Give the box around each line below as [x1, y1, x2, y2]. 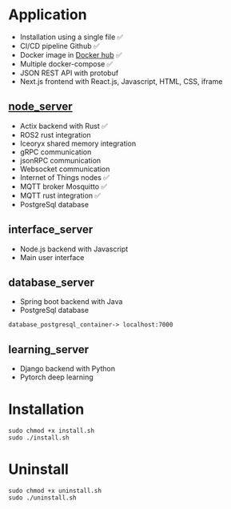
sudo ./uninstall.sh [8, 494, 78, 502]
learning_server [8, 343, 90, 356]
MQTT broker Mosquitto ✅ [19, 182, 108, 191]
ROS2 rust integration [19, 130, 92, 139]
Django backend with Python [19, 364, 116, 374]
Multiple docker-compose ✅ [19, 58, 114, 69]
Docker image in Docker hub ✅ [19, 50, 122, 59]
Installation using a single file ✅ [19, 32, 124, 42]
